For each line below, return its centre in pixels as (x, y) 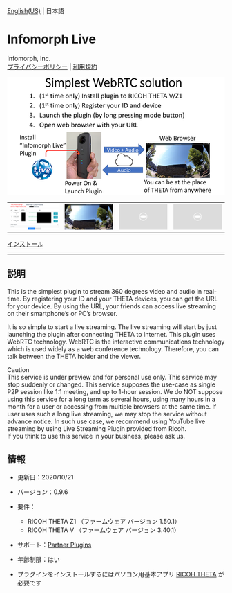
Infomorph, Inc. (29, 58)
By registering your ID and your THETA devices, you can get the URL (121, 299)
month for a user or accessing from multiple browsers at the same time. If (112, 406)
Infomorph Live (52, 39)
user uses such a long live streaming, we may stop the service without (107, 414)
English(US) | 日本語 (36, 11)
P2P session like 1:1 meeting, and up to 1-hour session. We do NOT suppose (115, 391)
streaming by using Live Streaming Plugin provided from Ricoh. (97, 428)
